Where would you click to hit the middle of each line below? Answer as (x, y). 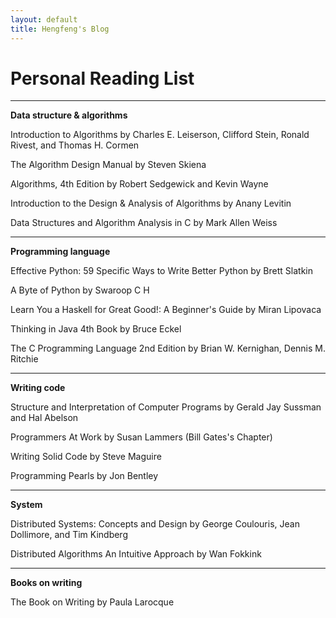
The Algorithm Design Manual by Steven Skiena (108, 165)
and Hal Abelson (44, 418)
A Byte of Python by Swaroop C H (80, 290)
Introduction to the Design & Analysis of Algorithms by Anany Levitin (151, 203)
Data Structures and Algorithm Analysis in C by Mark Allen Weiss (144, 223)
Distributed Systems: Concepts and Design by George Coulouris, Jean (155, 524)
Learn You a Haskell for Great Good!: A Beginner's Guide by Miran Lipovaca (166, 310)
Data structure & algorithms (69, 115)
